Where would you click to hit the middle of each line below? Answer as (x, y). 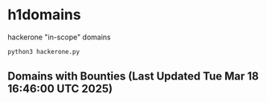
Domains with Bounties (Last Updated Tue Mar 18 (133, 77)
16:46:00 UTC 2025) (60, 89)
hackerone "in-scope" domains (60, 37)
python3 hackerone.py (44, 51)
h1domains (44, 15)
